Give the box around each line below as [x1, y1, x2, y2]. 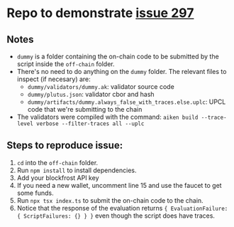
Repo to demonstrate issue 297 [6, 5, 194, 21]
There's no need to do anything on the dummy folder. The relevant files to [16, 68, 227, 75]
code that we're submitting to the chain [27, 105, 143, 113]
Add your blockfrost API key [16, 173, 99, 182]
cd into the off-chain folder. [16, 158, 99, 167]
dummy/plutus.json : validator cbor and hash [27, 90, 155, 98]
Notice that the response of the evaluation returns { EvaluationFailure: [16, 204, 228, 212]
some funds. [16, 189, 54, 197]
